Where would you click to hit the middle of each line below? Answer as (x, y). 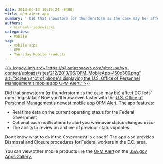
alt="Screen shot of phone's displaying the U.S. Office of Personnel (73, 78)
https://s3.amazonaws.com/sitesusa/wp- (88, 68)
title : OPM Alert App (27, 14)
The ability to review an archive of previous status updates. (71, 128)
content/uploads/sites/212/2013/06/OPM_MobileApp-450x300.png (72, 73)
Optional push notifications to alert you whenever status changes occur (83, 123)
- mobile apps (24, 45)
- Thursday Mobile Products (38, 54)
